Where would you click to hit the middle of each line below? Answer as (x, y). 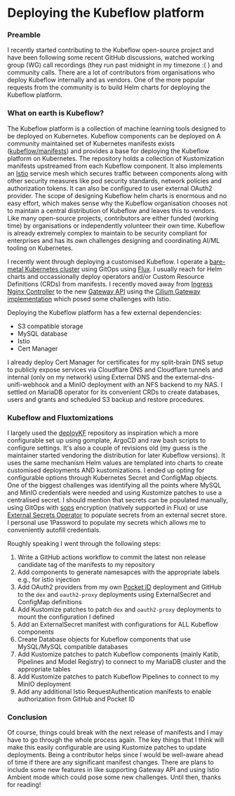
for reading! (24, 785)
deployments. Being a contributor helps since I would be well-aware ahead (115, 755)
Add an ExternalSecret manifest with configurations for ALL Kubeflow (118, 625)
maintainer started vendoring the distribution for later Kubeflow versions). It (116, 455)
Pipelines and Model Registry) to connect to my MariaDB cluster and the (122, 662)
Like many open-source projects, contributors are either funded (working (113, 218)
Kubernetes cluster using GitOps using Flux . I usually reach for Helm (123, 269)
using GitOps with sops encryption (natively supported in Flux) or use (108, 508)
